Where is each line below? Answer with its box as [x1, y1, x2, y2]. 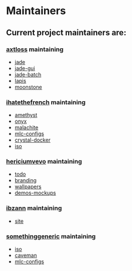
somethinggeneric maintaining [6, 232, 96, 240]
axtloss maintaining [6, 45, 64, 53]
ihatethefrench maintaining [6, 98, 86, 106]
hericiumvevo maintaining [6, 158, 82, 166]
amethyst [14, 112, 38, 119]
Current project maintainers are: [6, 28, 127, 38]
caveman [14, 252, 37, 259]
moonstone [14, 83, 42, 91]
